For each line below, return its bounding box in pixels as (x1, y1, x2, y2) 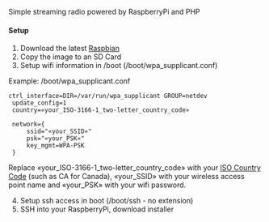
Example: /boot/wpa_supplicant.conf (8, 76, 131, 86)
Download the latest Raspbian (19, 44, 120, 53)
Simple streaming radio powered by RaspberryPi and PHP (8, 7, 200, 16)
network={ (11, 121, 45, 129)
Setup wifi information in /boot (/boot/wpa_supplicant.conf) (19, 61, 218, 70)
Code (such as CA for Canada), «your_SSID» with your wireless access (8, 172, 245, 181)
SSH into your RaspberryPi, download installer (19, 204, 174, 214)
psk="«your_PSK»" (26, 134, 85, 143)
